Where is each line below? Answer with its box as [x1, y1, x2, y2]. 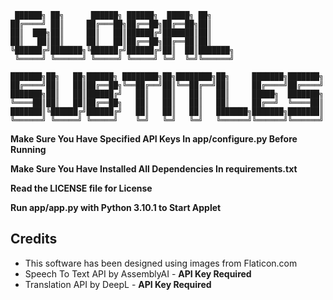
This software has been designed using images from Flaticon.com [24, 257, 298, 269]
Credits [10, 231, 58, 248]
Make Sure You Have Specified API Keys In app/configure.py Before [10, 133, 298, 145]
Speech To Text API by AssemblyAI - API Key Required [24, 267, 252, 280]
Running [10, 144, 47, 155]
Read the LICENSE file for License [10, 182, 153, 194]
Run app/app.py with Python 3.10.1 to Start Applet [10, 202, 222, 213]
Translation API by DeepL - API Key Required [24, 278, 212, 290]
